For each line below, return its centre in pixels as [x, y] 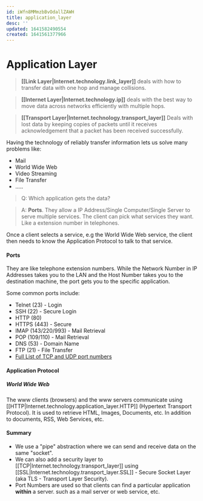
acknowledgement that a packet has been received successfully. [102, 131]
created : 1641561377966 [36, 35]
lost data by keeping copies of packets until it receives [89, 124]
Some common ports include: [43, 293]
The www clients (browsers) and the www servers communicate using [95, 400]
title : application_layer [39, 18]
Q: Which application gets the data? [66, 199]
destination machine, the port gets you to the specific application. [88, 281]
